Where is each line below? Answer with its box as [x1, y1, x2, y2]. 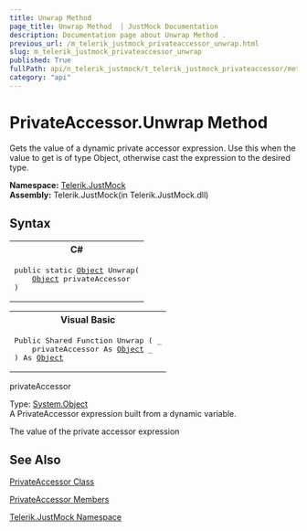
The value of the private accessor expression [9, 426, 180, 437]
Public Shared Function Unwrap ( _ [14, 335, 163, 345]
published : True [9, 56, 71, 65]
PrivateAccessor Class [9, 476, 94, 487]
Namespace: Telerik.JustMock [9, 179, 126, 190]
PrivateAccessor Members [9, 494, 110, 505]
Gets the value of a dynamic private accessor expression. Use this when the [9, 143, 296, 154]
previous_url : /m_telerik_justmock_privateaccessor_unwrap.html [9, 38, 259, 48]
